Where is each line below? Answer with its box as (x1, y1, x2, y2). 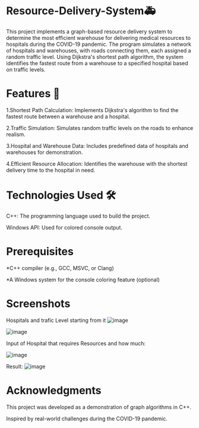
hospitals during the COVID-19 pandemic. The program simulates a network (6, 41, 192, 48)
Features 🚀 (6, 87, 61, 101)
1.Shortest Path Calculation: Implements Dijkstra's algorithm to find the (6, 106, 179, 113)
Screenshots (6, 297, 71, 310)
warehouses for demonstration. (6, 148, 83, 156)
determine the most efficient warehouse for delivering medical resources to (6, 34, 191, 41)
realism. (6, 131, 26, 138)
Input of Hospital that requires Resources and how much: (6, 340, 146, 347)
